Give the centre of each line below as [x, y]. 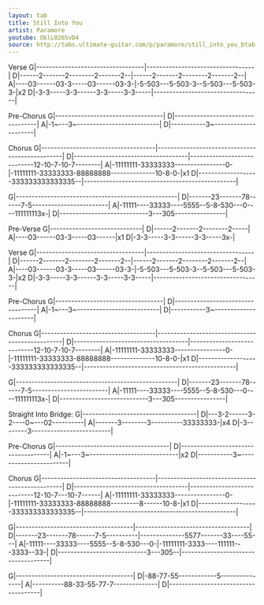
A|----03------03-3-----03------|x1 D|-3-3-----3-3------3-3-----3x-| [122, 237]
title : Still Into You [45, 23]
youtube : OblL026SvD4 [44, 37]
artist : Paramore [37, 30]
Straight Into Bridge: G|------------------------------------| [104, 414]
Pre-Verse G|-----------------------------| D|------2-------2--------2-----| [129, 229]
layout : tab [28, 15]
